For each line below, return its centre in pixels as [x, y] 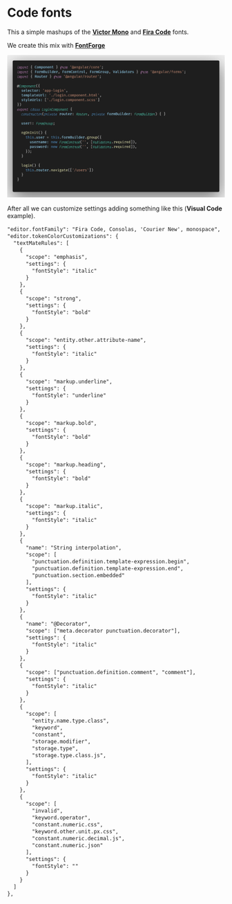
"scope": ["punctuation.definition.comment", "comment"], [110, 673]
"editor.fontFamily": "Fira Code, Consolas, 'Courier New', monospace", [114, 230]
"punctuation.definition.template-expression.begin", [111, 562]
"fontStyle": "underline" [69, 396]
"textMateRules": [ [41, 244]
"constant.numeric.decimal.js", [79, 839]
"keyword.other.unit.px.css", [75, 832]
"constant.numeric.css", [68, 825]
